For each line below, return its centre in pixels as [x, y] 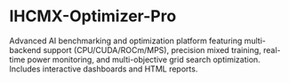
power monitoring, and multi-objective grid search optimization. [144, 59]
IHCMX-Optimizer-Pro [93, 16]
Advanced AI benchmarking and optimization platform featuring [126, 41]
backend [25, 49]
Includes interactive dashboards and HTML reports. [104, 69]
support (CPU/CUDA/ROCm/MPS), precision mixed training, [153, 49]
